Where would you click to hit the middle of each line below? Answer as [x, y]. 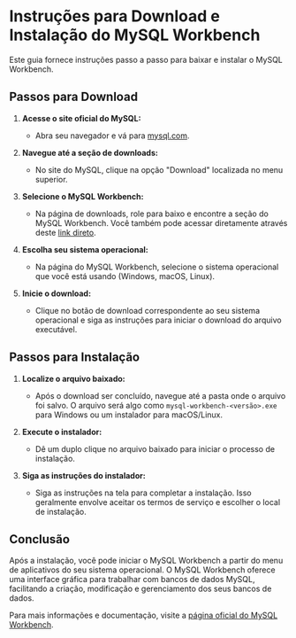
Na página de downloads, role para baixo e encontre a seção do [152, 214]
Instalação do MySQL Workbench [135, 35]
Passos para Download [74, 97]
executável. [56, 329]
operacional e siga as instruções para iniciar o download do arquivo [158, 320]
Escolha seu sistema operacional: [85, 249]
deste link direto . [65, 232]
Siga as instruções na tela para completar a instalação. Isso [143, 493]
